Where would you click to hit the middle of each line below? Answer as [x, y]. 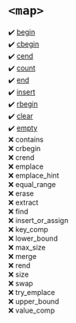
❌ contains [26, 139]
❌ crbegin [25, 148]
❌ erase [21, 193]
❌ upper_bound [34, 301]
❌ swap [21, 283]
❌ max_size [27, 247]
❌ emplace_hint [34, 175]
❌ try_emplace [32, 292]
